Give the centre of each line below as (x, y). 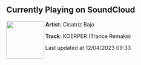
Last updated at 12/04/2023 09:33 (88, 48)
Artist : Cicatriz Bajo (70, 24)
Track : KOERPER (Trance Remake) (88, 36)
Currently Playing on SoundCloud (71, 10)
